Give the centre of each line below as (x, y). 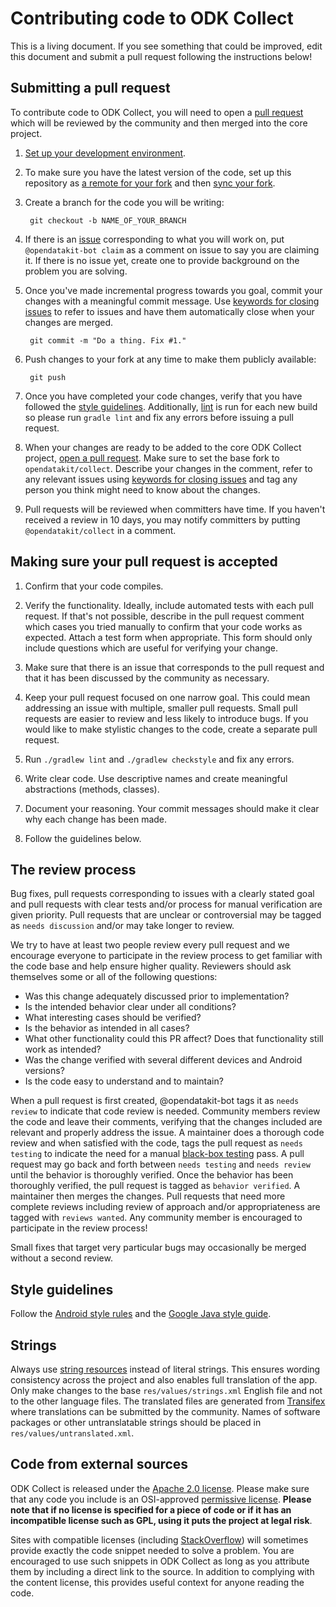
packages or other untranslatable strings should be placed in (136, 1422)
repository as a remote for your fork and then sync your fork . (150, 183)
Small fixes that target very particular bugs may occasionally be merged (158, 1248)
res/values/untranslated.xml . (72, 1433)
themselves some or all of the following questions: (114, 977)
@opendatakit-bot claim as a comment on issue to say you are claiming (172, 249)
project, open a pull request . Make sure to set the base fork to (152, 458)
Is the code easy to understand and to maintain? (124, 1081)
